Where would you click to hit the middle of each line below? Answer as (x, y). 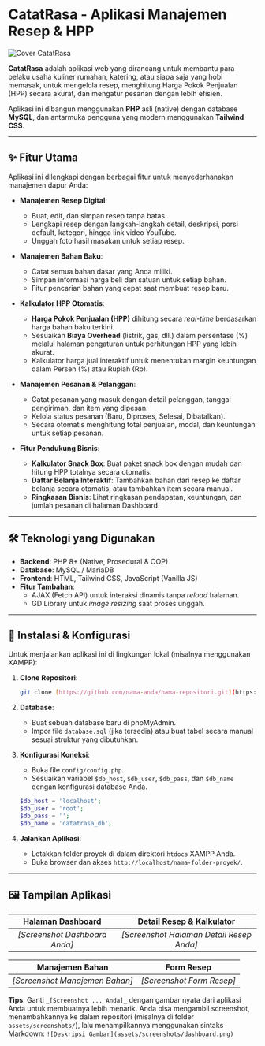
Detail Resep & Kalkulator (186, 921)
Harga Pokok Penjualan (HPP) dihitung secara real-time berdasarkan (144, 318)
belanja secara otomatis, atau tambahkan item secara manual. (132, 488)
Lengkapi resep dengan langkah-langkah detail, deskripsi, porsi (135, 224)
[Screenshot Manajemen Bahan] (73, 981)
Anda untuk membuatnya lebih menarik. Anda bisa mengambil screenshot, (129, 1008)
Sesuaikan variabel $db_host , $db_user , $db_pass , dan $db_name (132, 779)
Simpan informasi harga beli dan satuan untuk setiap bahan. (129, 279)
